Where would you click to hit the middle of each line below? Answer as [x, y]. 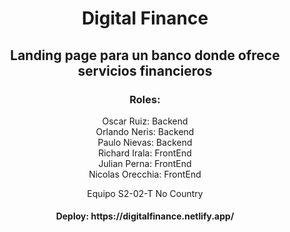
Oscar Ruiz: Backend [145, 121]
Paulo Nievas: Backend [145, 142]
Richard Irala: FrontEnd [145, 153]
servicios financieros [145, 70]
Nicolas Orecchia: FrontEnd [145, 174]
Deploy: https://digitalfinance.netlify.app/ [145, 216]
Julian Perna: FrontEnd [145, 163]
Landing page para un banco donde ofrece [145, 55]
